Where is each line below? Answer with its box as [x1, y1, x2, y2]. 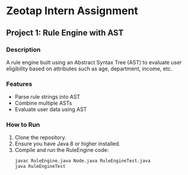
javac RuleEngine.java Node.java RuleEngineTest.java [14, 158, 151, 164]
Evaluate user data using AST [14, 106, 87, 113]
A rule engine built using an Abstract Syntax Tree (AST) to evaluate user [6, 59, 182, 66]
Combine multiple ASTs [14, 99, 72, 107]
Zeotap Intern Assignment [6, 4, 138, 18]
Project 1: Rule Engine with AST [6, 28, 124, 38]
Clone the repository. [14, 134, 66, 141]
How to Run [6, 121, 40, 129]
